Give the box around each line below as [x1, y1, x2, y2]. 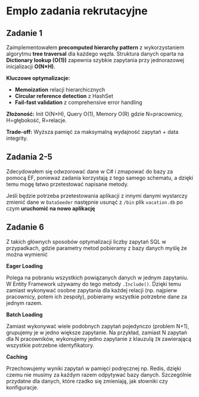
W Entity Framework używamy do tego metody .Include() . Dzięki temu [6, 280, 182, 288]
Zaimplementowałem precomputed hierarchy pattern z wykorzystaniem [6, 44, 185, 51]
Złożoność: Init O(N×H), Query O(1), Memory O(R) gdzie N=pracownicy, [6, 111, 184, 117]
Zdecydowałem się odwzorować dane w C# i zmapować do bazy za [6, 167, 173, 175]
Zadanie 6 [6, 222, 45, 233]
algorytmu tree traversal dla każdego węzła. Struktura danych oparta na [6, 50, 184, 57]
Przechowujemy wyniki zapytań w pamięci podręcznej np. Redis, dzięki [6, 365, 182, 372]
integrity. [6, 135, 28, 142]
